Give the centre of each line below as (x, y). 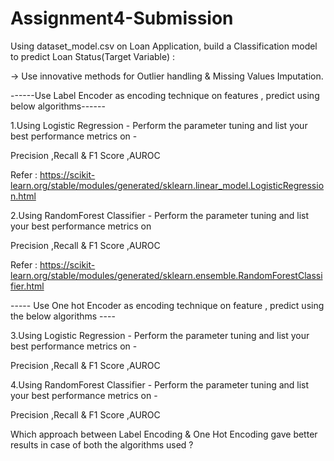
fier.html (27, 286)
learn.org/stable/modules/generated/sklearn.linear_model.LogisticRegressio (167, 185)
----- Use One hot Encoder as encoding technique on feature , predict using (167, 305)
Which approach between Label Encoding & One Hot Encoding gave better (164, 434)
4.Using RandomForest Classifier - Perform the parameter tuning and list (160, 384)
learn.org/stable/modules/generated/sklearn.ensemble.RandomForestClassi (166, 275)
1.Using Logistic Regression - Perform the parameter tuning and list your (159, 125)
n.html (23, 196)
